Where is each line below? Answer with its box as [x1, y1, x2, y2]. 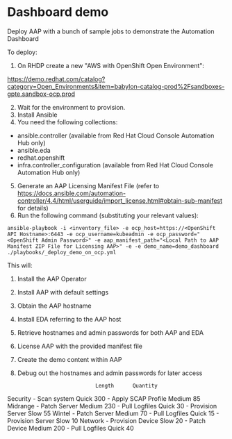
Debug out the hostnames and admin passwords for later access [17, 369, 203, 377]
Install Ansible [17, 110, 58, 119]
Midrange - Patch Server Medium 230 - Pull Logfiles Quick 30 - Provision [7, 401, 217, 410]
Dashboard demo [7, 4, 109, 20]
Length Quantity [94, 382, 158, 389]
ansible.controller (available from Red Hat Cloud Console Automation [17, 131, 215, 140]
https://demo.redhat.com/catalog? [7, 74, 106, 83]
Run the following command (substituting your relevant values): [17, 211, 199, 219]
